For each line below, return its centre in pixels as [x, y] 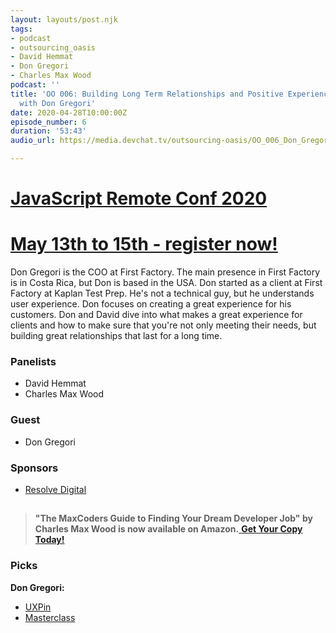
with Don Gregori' [58, 103]
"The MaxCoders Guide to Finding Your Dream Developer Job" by [173, 518]
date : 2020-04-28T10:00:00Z [69, 112]
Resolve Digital [55, 490]
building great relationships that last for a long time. [116, 336]
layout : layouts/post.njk [64, 19]
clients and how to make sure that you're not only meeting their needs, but [163, 325]
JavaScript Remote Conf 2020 [139, 198]
